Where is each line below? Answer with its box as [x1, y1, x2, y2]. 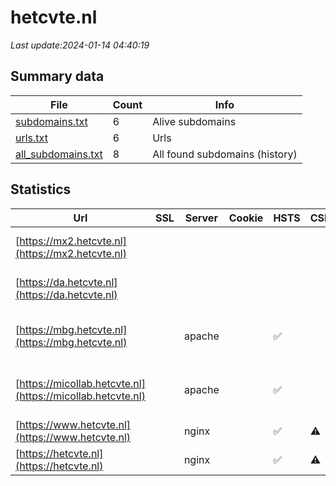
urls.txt [15, 131, 48, 145]
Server [184, 211, 218, 225]
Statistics [10, 181, 72, 198]
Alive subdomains [152, 114, 237, 128]
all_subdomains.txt [15, 147, 103, 161]
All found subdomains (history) [152, 147, 298, 161]
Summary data [10, 68, 105, 85]
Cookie [228, 211, 264, 225]
